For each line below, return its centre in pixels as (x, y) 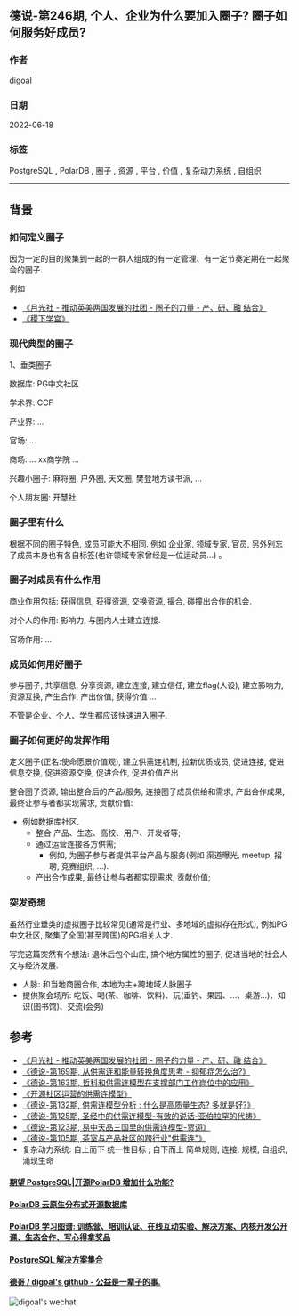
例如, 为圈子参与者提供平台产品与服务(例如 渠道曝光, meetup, (161, 855)
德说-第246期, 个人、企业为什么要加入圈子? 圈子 (142, 16)
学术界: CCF (31, 402)
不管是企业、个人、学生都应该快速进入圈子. (89, 716)
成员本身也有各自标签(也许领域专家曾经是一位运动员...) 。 (121, 555)
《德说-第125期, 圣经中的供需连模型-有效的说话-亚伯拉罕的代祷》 (141, 1116)
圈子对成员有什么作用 (55, 580)
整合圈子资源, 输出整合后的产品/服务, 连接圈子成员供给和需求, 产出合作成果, (147, 792)
